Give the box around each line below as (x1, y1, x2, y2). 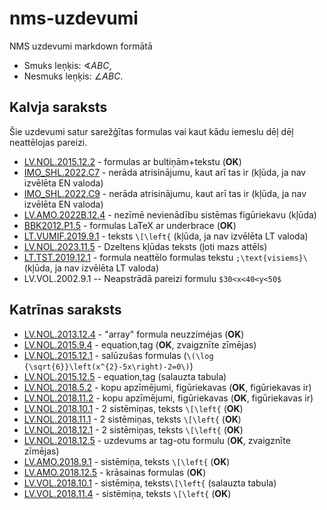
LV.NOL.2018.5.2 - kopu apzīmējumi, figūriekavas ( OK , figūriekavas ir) (23, 381, 312, 393)
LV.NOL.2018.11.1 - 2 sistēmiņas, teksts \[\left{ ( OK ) (23, 413, 242, 425)
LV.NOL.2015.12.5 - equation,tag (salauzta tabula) (23, 370, 227, 382)
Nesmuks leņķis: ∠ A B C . (23, 70, 124, 82)
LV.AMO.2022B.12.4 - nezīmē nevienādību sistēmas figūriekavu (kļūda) (23, 208, 317, 221)
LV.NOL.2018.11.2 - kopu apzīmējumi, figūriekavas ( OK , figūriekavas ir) (23, 392, 314, 404)
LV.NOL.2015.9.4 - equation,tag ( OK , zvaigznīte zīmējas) (23, 338, 257, 351)
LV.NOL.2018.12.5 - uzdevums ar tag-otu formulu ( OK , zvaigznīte (23, 434, 291, 446)
